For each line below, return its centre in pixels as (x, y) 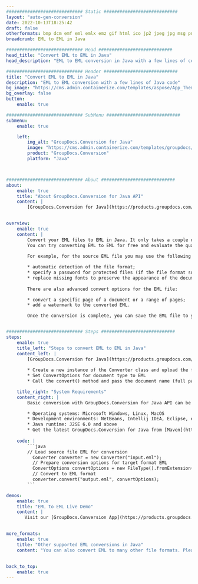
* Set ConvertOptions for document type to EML (87, 376)
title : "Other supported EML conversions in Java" (80, 544)
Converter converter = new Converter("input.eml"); (97, 458)
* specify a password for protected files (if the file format (106, 272)
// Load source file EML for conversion (77, 452)
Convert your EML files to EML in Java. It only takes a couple (108, 240)
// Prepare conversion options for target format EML (100, 463)
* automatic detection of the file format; (81, 267)
